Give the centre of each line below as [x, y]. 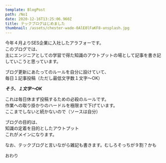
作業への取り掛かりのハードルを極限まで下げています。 [61, 106]
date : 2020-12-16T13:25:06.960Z [38, 19]
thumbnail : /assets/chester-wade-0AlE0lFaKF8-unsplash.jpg [67, 28]
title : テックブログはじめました [35, 24]
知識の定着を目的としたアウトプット [42, 128]
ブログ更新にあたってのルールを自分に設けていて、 [57, 72]
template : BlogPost [25, 10]
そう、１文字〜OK [24, 89]
